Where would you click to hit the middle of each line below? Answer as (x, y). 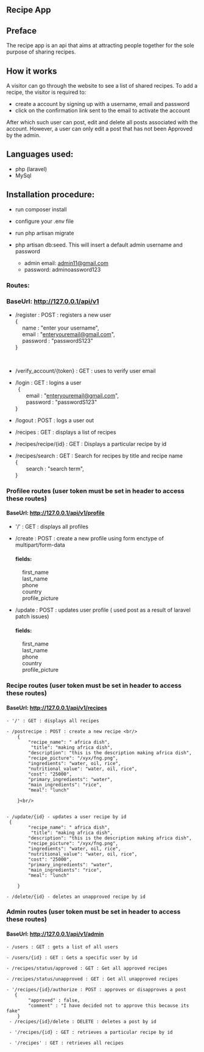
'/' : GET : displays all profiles (52, 526)
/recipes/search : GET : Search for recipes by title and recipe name (99, 456)
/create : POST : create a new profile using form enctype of (90, 538)
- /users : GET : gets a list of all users (62, 947)
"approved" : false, (54, 1000)
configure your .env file (44, 221)
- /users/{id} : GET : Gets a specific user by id (72, 958)
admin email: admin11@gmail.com (66, 263)
